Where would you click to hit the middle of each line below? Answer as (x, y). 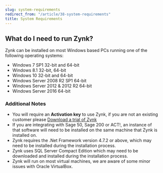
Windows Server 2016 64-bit (41, 91)
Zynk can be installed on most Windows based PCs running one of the (76, 50)
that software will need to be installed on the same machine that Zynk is (85, 130)
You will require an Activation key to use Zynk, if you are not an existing (85, 114)
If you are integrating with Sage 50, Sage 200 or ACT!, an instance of (82, 125)
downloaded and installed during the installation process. (70, 156)
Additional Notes (26, 104)
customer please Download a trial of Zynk (54, 120)
